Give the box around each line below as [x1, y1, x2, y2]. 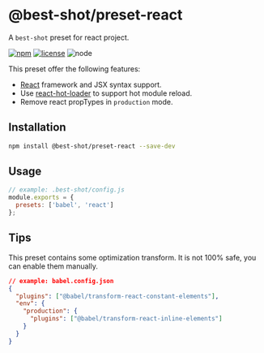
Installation [8, 120, 66, 135]
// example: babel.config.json [8, 277, 114, 285]
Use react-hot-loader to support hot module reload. [19, 88, 193, 98]
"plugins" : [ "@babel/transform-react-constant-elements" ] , [15, 292, 219, 300]
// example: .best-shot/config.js [8, 186, 126, 194]
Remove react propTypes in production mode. [19, 97, 173, 106]
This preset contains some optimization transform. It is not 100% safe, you [8, 252, 257, 262]
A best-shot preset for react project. [8, 32, 130, 42]
